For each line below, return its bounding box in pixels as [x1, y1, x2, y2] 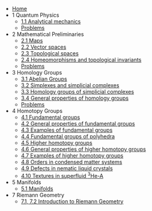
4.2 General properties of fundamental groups [20, 120, 135, 127]
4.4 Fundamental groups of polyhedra [20, 133, 115, 140]
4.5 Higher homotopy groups [20, 139, 93, 146]
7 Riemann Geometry [11, 191, 65, 198]
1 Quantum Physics [11, 11, 59, 19]
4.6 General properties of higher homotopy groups [20, 145, 146, 153]
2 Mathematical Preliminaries [11, 31, 84, 38]
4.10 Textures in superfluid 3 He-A [20, 171, 104, 179]
